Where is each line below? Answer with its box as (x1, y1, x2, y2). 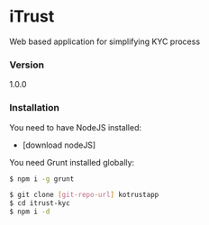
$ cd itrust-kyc (9, 199, 70, 208)
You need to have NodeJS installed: (9, 121, 142, 132)
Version (9, 58, 45, 71)
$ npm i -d (9, 207, 50, 217)
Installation (9, 102, 60, 114)
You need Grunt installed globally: (9, 157, 135, 167)
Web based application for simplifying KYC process (9, 36, 201, 47)
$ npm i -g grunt (9, 174, 75, 184)
